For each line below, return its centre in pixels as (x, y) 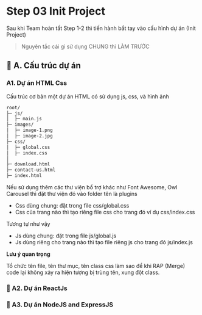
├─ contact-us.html (31, 170)
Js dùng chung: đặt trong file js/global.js (66, 236)
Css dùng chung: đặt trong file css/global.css (72, 205)
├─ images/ (20, 125)
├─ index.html (24, 176)
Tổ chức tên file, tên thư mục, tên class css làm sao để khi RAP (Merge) (96, 266)
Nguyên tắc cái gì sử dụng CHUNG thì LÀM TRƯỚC (85, 46)
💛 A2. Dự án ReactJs (37, 288)
